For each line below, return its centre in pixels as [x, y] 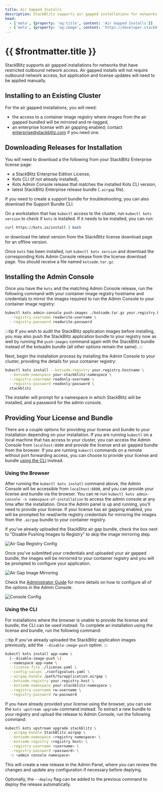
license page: [19, 164]
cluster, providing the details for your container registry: [61, 361]
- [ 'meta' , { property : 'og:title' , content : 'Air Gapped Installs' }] [81, 23]
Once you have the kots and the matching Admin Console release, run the [79, 288]
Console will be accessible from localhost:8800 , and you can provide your [79, 489]
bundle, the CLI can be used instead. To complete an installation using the [79, 625]
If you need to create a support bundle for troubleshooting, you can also [77, 199]
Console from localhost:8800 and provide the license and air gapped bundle [81, 445]
